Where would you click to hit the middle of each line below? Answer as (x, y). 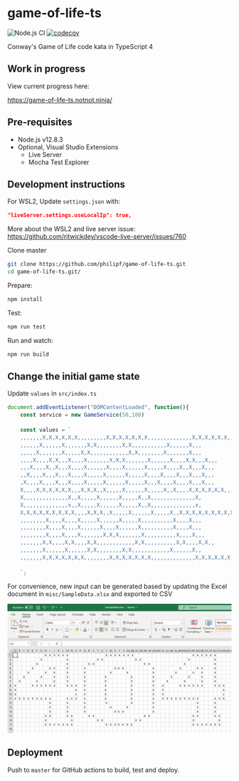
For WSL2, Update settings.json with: (64, 201)
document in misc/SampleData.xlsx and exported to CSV (90, 594)
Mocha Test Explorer (59, 162)
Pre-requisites (40, 122)
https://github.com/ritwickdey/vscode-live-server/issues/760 (97, 237)
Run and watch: (30, 340)
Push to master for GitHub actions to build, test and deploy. (94, 770)
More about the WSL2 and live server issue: (71, 229)
